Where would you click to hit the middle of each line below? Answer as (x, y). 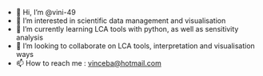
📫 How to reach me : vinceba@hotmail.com (88, 63)
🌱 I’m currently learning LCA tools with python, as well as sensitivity (127, 29)
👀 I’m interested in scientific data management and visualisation (121, 21)
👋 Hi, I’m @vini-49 (46, 12)
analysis (30, 37)
